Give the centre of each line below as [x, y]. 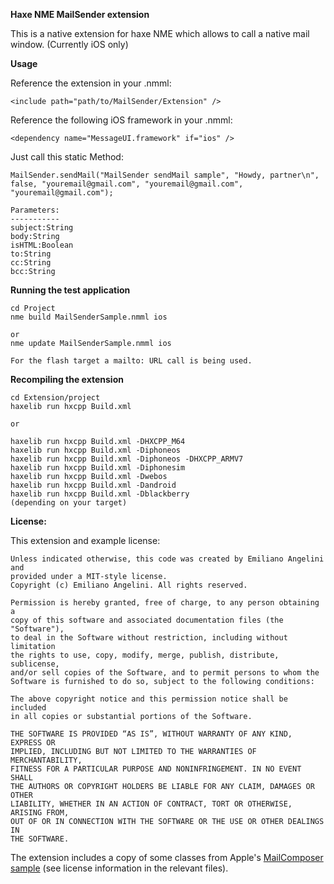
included [28, 708]
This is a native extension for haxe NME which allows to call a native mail [160, 33]
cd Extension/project [55, 398]
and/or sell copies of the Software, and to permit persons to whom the [165, 673]
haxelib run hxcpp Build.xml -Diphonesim [98, 468]
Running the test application [70, 290]
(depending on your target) [69, 503]
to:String [31, 254]
